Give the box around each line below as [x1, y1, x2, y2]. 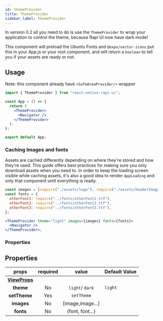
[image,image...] [63, 300, 100, 306]
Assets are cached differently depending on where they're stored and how [5, 157, 154, 163]
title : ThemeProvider [5, 12, 49, 16]
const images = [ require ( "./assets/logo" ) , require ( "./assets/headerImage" [5, 187, 162, 192]
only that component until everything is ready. [5, 178, 97, 184]
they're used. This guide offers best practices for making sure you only [5, 163, 147, 168]
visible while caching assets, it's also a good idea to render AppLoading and [5, 173, 155, 179]
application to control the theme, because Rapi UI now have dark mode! [5, 34, 148, 40]
